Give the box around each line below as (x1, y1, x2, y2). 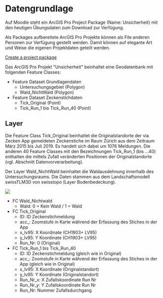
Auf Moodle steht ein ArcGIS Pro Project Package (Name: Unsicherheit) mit (5, 19, 158, 25)
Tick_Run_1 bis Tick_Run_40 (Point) (19, 105, 91, 111)
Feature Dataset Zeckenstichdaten (12, 95, 82, 100)
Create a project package (5, 54, 57, 60)
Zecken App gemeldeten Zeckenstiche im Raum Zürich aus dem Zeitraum (5, 138, 155, 144)
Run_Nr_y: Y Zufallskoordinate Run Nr (19, 282, 96, 288)
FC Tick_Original (12, 208, 46, 214)
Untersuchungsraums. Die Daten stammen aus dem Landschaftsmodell (5, 174, 150, 180)
